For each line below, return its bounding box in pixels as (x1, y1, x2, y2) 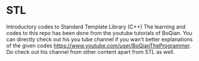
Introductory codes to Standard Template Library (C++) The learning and (6, 23, 186, 30)
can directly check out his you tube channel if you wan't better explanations (6, 36, 193, 43)
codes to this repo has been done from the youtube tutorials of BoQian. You (6, 29, 192, 36)
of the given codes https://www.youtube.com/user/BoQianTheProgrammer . (6, 42, 191, 49)
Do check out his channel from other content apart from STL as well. (6, 48, 175, 55)
